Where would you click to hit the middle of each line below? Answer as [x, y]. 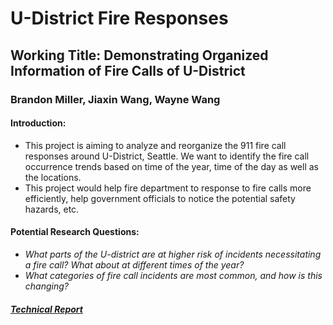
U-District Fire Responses [119, 18]
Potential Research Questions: [75, 232]
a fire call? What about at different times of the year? [134, 264]
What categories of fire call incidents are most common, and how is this [173, 275]
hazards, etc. [52, 209]
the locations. [53, 177]
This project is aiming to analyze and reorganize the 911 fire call [155, 145]
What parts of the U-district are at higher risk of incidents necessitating [173, 254]
